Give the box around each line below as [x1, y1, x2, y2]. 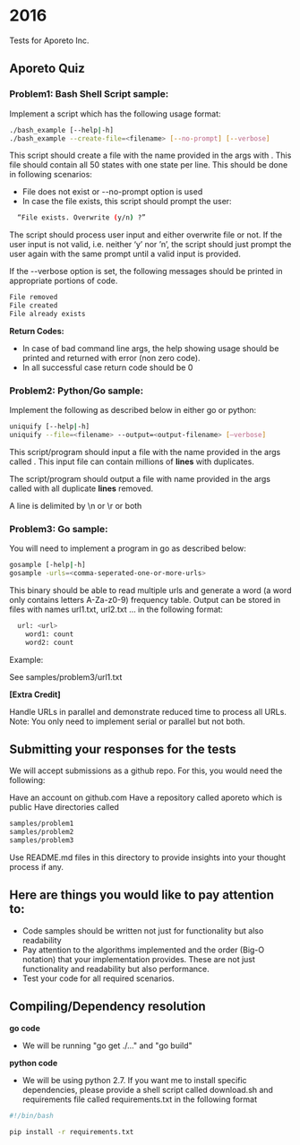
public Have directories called [9, 802, 119, 813]
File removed [9, 293, 58, 302]
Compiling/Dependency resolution [9, 999, 206, 1014]
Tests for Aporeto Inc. [9, 35, 90, 46]
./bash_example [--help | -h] [9, 125, 115, 134]
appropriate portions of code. [9, 275, 118, 287]
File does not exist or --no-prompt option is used [21, 186, 203, 197]
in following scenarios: [9, 169, 92, 180]
